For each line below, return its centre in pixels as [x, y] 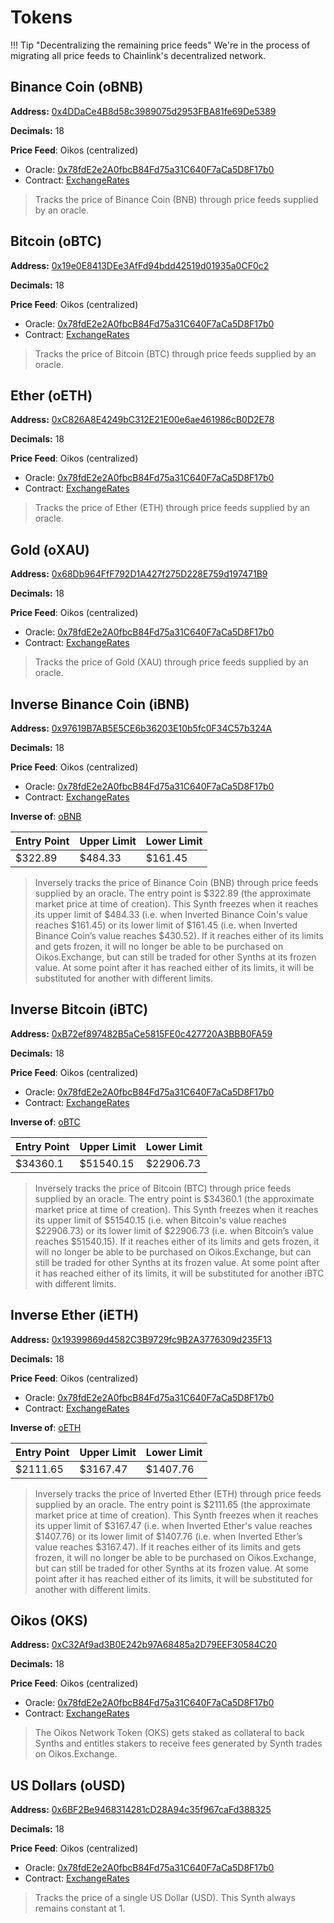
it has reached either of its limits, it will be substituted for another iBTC [179, 1273]
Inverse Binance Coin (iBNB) [100, 704]
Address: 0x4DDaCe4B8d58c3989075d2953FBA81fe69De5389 [143, 111]
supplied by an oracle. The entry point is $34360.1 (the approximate [174, 1198]
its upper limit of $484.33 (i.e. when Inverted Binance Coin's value [171, 914]
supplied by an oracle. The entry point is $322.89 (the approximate [173, 893]
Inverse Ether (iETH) [75, 1315]
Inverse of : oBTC [45, 1122]
